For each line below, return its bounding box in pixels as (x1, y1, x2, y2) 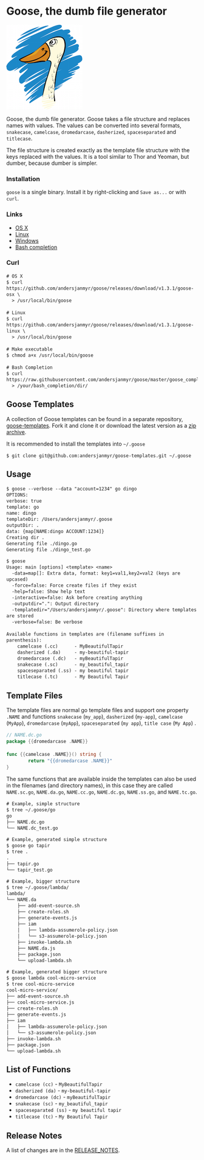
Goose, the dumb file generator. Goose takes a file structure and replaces (6, 115, 190, 122)
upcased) (6, 576, 29, 582)
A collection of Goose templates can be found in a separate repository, (6, 415, 183, 422)
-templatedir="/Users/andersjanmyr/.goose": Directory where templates (12, 607, 197, 613)
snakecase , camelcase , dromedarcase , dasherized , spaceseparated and (6, 128, 177, 135)
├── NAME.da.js (17, 945, 56, 951)
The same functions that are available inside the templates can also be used (6, 775, 196, 783)
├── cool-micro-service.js (6, 999, 75, 1005)
